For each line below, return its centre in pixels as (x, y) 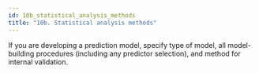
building (21, 53)
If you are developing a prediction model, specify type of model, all (117, 45)
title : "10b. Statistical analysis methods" (83, 23)
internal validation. (38, 62)
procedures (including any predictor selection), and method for (138, 53)
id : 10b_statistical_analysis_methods (72, 15)
